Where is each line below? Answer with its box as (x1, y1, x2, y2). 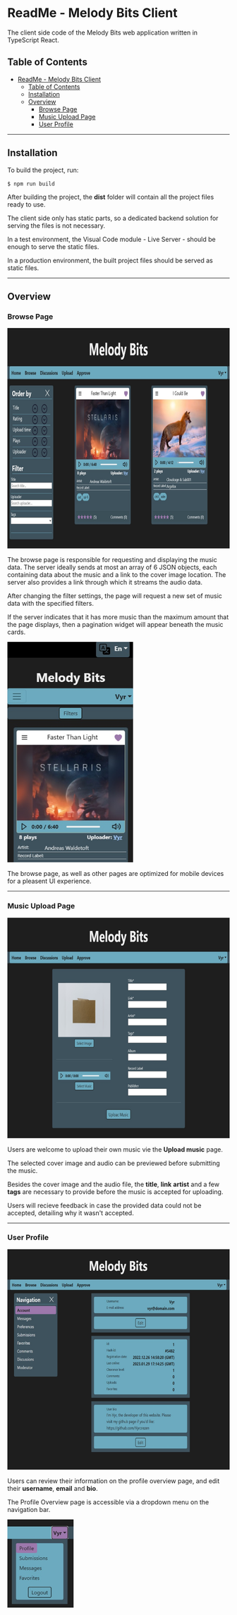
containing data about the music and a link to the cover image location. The (7, 571, 226, 579)
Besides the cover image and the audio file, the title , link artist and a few (7, 1180, 220, 1188)
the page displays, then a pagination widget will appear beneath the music (7, 621, 224, 629)
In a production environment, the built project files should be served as (7, 256, 213, 264)
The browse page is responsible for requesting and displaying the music (7, 556, 217, 564)
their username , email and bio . (7, 1484, 98, 1492)
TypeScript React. (7, 35, 60, 44)
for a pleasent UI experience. (7, 877, 92, 886)
